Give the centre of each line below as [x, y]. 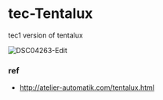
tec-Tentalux [51, 14]
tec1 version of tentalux [46, 35]
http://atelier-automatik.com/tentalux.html [87, 87]
